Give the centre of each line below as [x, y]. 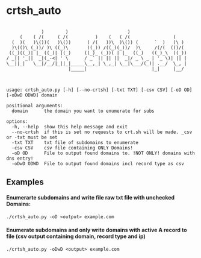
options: [17, 121]
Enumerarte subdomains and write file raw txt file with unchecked [91, 197]
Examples [25, 182]
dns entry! [20, 158]
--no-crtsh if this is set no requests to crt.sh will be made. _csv [102, 132]
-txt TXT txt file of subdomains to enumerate [75, 142]
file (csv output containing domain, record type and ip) [76, 236]
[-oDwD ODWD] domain [32, 95]
